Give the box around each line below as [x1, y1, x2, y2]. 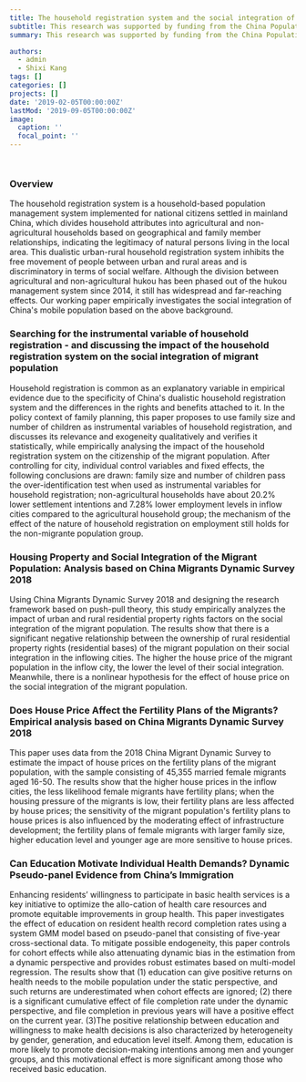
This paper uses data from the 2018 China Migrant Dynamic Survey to [9, 747, 271, 758]
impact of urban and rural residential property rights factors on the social [9, 613, 284, 624]
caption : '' [17, 123, 64, 132]
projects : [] [9, 88, 59, 98]
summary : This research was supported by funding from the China [9, 30, 262, 39]
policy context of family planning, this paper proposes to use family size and [9, 411, 296, 422]
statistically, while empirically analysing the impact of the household [9, 440, 265, 451]
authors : [9, 46, 43, 56]
